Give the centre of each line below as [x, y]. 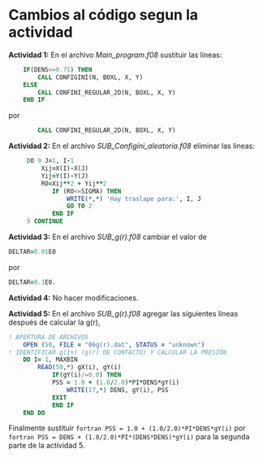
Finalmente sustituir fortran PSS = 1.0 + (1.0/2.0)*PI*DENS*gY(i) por [127, 428]
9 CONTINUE [45, 221]
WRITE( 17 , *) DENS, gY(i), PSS [117, 390]
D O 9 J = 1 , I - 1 [50, 161]
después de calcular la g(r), [54, 322]
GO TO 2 [79, 206]
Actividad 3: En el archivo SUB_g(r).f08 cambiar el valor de [108, 237]
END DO [34, 412]
